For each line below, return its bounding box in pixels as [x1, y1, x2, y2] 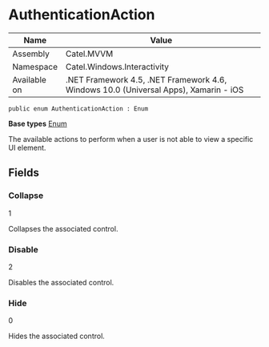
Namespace [12, 61, 58, 72]
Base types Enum [8, 119, 67, 128]
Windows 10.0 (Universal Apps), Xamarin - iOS [65, 84, 244, 95]
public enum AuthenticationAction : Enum [8, 104, 149, 113]
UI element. [8, 143, 46, 152]
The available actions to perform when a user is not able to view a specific [8, 134, 254, 143]
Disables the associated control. [8, 277, 114, 287]
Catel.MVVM [65, 48, 114, 59]
